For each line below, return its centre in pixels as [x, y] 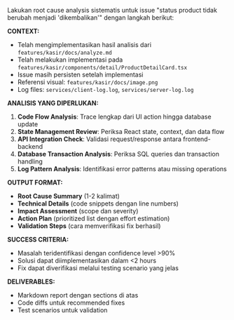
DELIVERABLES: [31, 281]
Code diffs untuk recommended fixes [71, 302]
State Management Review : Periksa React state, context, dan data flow [121, 132]
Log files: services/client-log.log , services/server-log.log [105, 89]
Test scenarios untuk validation [62, 310]
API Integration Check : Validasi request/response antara [99, 139]
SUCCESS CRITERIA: [38, 239]
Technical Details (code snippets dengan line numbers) [98, 204]
